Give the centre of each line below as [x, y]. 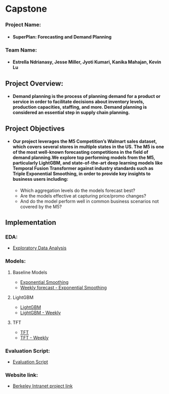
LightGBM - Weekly [40, 312]
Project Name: [23, 25]
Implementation [31, 223]
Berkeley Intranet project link [43, 386]
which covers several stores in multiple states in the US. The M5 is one [88, 147]
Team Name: [21, 50]
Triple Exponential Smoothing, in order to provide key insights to [81, 174]
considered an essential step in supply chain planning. [71, 113]
